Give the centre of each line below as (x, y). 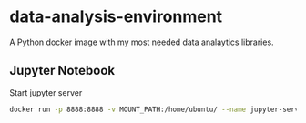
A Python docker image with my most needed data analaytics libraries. (142, 42)
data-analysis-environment (116, 17)
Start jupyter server (46, 92)
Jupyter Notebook (62, 71)
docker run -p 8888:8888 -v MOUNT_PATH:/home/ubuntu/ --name (128, 109)
